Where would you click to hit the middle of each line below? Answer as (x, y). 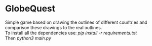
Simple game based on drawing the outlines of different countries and (76, 22)
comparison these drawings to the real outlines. (54, 27)
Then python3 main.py (28, 38)
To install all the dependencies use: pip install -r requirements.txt (71, 33)
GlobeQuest (30, 9)
